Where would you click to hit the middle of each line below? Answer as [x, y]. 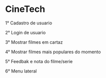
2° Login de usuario [25, 32]
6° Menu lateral [21, 71]
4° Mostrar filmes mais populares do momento [53, 52]
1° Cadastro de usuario [29, 23]
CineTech [25, 9]
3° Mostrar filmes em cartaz [34, 42]
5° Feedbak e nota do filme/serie [39, 61]
